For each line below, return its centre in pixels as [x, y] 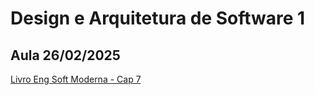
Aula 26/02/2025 [65, 55]
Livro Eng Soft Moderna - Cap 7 [76, 79]
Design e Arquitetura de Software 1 [158, 18]
